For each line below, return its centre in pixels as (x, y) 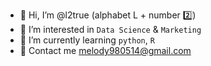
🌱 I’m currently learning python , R (87, 40)
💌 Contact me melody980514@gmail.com (105, 50)
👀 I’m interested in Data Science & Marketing (110, 29)
